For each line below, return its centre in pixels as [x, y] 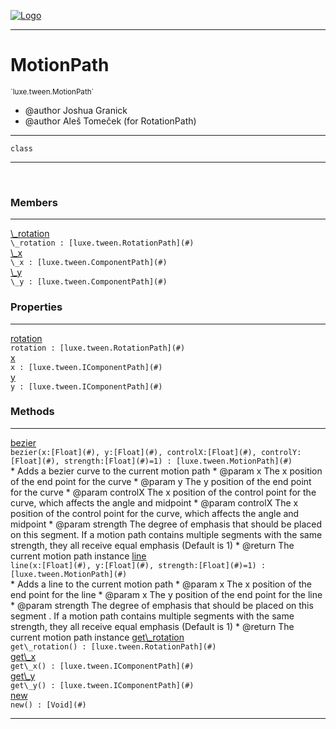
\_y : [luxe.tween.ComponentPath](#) [89, 282]
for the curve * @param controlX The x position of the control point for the [163, 492]
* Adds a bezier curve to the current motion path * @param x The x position [166, 471]
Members [34, 202]
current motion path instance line [78, 556]
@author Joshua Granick [76, 110]
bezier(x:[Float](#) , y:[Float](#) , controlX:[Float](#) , [133, 452]
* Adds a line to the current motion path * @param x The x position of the [161, 584]
